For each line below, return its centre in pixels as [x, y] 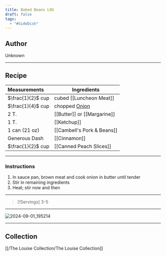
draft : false [19, 14]
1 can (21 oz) [23, 130]
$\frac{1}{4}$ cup [28, 106]
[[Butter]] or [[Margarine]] [84, 114]
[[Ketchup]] [68, 122]
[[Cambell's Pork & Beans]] [86, 130]
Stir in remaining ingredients [41, 182]
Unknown [15, 55]
